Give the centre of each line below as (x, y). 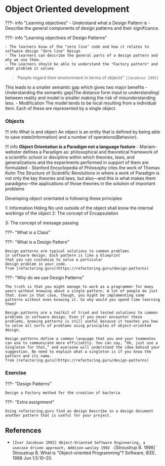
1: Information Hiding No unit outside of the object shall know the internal (79, 208)
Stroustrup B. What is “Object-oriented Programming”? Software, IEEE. (84, 453)
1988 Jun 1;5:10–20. (32, 458)
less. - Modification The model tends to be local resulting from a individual (81, 103)
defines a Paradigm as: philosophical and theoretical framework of (90, 152)
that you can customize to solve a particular (54, 260)
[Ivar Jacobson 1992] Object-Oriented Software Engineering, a (79, 443)
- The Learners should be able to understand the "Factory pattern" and (82, 64)
